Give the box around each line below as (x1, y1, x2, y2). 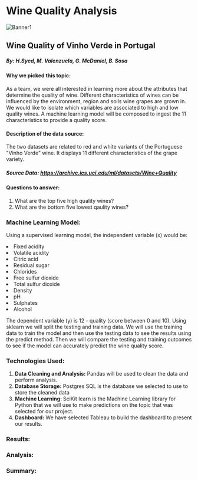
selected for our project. (14, 408, 74, 415)
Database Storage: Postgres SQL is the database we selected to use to (14, 383, 189, 390)
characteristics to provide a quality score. (6, 116, 107, 123)
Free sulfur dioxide (14, 274, 59, 281)
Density (14, 287, 32, 294)
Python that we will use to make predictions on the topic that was (14, 402, 173, 409)
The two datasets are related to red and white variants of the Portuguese (6, 143, 183, 150)
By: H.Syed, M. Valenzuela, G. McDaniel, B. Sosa (6, 57, 128, 64)
